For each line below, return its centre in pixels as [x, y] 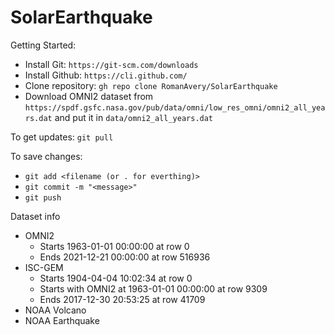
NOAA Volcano [55, 310]
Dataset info [35, 216]
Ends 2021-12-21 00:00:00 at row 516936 [125, 257]
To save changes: [46, 156]
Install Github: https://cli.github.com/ [106, 75]
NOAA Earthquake [62, 320]
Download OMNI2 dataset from [89, 96]
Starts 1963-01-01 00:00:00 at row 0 [114, 246]
